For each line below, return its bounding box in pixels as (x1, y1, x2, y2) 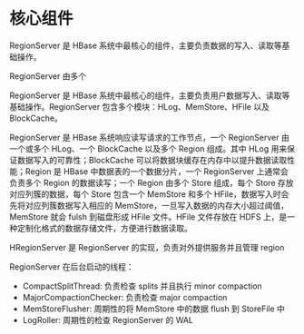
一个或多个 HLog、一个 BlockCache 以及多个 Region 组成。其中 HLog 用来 (9, 142, 288, 154)
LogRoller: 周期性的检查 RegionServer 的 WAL (22, 314, 193, 325)
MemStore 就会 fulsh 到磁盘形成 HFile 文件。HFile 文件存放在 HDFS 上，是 (9, 211, 288, 222)
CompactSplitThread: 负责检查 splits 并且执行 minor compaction (22, 280, 263, 291)
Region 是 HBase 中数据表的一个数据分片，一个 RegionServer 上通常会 (25, 165, 289, 177)
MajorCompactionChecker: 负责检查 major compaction (22, 291, 228, 302)
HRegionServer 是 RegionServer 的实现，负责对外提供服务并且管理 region (9, 241, 285, 252)
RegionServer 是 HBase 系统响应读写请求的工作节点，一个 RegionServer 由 (9, 132, 290, 142)
